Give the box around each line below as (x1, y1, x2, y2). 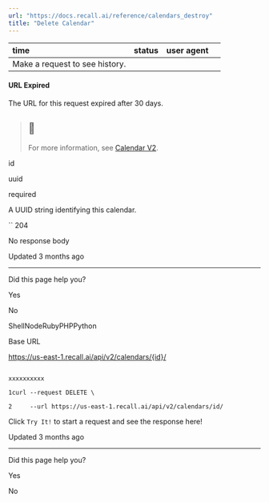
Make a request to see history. (12, 58, 126, 69)
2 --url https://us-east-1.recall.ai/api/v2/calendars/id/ (8, 402, 224, 411)
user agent (166, 45, 209, 56)
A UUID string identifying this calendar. (8, 205, 137, 215)
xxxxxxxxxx (8, 374, 45, 383)
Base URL (8, 336, 41, 346)
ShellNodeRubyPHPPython (8, 321, 98, 331)
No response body (8, 235, 70, 245)
